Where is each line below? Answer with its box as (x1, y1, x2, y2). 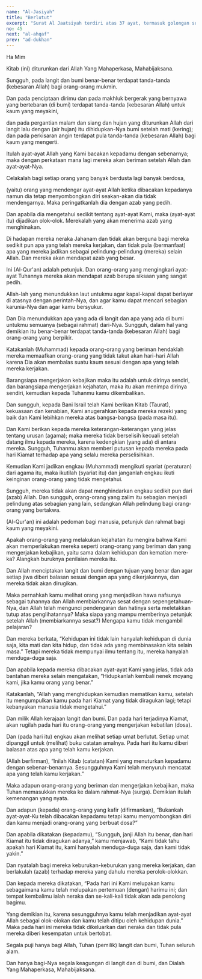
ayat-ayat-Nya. (6, 163, 44, 170)
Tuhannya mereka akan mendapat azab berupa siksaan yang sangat (17, 272, 188, 279)
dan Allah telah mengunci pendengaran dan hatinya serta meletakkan (19, 604, 191, 611)
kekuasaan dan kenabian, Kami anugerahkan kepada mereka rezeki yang (6, 408, 188, 414)
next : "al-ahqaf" (6, 31, 50, 37)
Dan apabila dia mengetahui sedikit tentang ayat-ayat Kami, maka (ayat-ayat (6, 211, 195, 217)
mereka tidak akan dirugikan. (6, 580, 78, 587)
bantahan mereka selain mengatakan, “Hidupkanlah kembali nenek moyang (6, 673, 193, 679)
